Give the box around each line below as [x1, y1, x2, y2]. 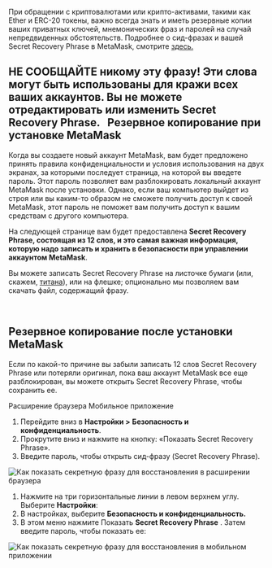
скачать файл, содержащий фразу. [8, 285, 129, 295]
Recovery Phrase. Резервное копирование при [8, 116, 261, 129]
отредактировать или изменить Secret [8, 103, 217, 117]
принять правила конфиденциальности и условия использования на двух [8, 159, 265, 168]
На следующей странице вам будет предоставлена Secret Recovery [8, 226, 247, 236]
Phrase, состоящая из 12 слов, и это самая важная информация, [8, 235, 239, 245]
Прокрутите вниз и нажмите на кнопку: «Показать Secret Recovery [19, 434, 253, 443]
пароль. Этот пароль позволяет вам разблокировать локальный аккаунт [8, 176, 261, 186]
